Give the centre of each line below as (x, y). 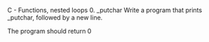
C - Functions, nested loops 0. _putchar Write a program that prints (105, 10)
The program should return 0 (49, 31)
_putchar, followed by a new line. (55, 17)
